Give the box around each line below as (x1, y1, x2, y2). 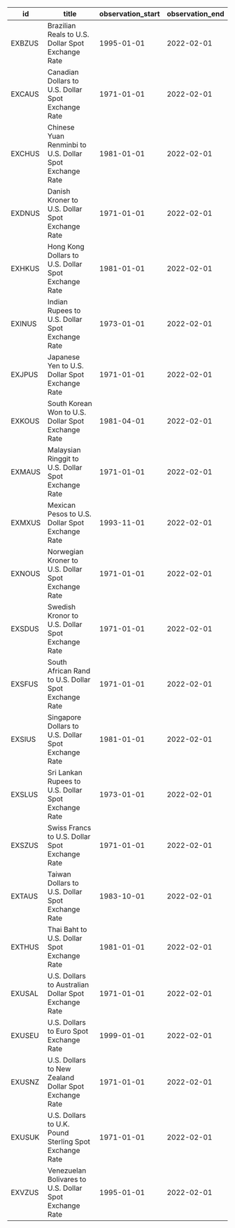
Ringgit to (48, 454, 79, 464)
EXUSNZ (10, 1077, 40, 1086)
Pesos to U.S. (48, 509, 92, 518)
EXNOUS (10, 569, 41, 578)
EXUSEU (10, 1031, 40, 1040)
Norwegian (48, 547, 84, 556)
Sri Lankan (48, 768, 83, 777)
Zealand (48, 1073, 75, 1082)
